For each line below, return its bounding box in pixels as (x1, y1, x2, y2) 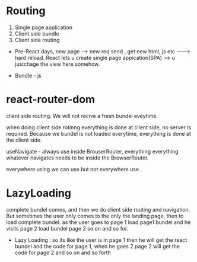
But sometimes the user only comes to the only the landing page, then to (6, 212, 184, 219)
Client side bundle (14, 30, 59, 37)
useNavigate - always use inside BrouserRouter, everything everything (6, 148, 179, 155)
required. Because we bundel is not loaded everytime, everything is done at (6, 130, 192, 137)
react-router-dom (6, 93, 96, 106)
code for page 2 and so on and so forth (14, 249, 111, 256)
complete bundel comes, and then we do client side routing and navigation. (6, 206, 190, 213)
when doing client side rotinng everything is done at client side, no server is (6, 123, 192, 131)
